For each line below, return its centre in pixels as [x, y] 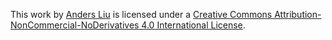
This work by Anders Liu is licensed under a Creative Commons [141, 14]
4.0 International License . [193, 25]
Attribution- [298, 14]
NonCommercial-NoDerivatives [75, 25]
